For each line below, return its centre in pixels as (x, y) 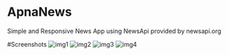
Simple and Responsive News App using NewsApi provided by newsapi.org (114, 31)
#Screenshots (27, 44)
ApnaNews (40, 12)
